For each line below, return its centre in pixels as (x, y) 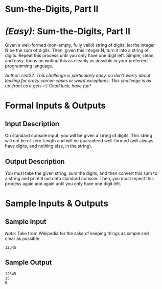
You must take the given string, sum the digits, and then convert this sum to (81, 173)
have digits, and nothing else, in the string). (49, 146)
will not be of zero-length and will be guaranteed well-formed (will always (79, 141)
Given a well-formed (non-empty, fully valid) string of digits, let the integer (80, 45)
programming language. (29, 66)
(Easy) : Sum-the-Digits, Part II (68, 32)
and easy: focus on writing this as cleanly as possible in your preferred (76, 61)
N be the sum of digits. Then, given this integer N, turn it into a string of (77, 51)
